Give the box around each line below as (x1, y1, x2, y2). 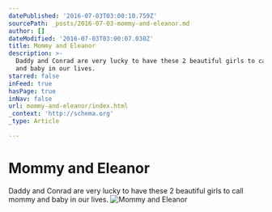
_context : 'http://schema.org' (8, 110, 114, 118)
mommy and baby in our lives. (8, 194, 109, 204)
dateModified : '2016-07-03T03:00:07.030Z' (8, 34, 154, 43)
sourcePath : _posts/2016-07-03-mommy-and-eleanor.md (8, 19, 190, 28)
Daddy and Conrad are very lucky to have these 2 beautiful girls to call (8, 185, 244, 195)
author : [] (8, 27, 45, 35)
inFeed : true (8, 79, 53, 87)
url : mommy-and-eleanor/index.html (8, 102, 129, 110)
